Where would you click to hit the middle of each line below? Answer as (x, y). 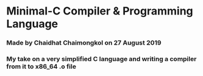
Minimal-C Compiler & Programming (100, 11)
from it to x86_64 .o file (41, 66)
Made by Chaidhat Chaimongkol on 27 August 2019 (84, 43)
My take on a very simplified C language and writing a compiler (101, 59)
